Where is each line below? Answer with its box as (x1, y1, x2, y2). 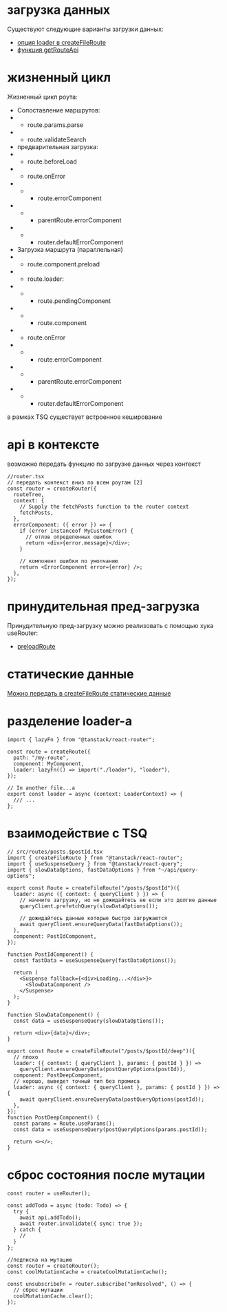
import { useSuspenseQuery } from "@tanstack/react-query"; (7, 860, 184, 868)
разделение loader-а (7, 713, 133, 729)
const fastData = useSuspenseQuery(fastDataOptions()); (13, 957, 177, 964)
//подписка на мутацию (7, 1256, 72, 1263)
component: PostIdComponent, (13, 932, 97, 940)
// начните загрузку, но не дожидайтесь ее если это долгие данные (19, 897, 217, 903)
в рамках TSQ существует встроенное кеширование (7, 413, 163, 421)
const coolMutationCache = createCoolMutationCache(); (7, 1269, 168, 1275)
